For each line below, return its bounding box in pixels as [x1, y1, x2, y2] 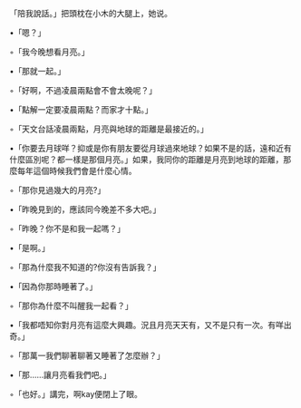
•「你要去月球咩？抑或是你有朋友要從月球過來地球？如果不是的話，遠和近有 [9, 143, 292, 153]
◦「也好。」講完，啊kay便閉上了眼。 [9, 389, 143, 399]
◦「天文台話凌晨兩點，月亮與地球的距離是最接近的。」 [9, 123, 209, 134]
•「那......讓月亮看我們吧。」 [9, 370, 112, 380]
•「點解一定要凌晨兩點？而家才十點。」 [9, 104, 153, 115]
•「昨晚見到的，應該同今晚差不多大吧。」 [9, 204, 161, 215]
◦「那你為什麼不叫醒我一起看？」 [9, 300, 133, 311]
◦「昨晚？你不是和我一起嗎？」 [9, 223, 125, 234]
